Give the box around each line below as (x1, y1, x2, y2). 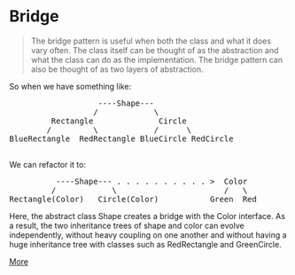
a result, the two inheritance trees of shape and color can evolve (9, 220, 245, 231)
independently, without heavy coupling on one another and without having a (9, 229, 287, 240)
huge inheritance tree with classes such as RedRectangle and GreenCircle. (9, 239, 282, 249)
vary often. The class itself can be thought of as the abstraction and (30, 44, 279, 55)
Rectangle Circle (50, 115, 188, 126)
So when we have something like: (9, 81, 131, 91)
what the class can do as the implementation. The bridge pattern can (30, 54, 283, 65)
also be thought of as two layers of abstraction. (30, 64, 204, 75)
